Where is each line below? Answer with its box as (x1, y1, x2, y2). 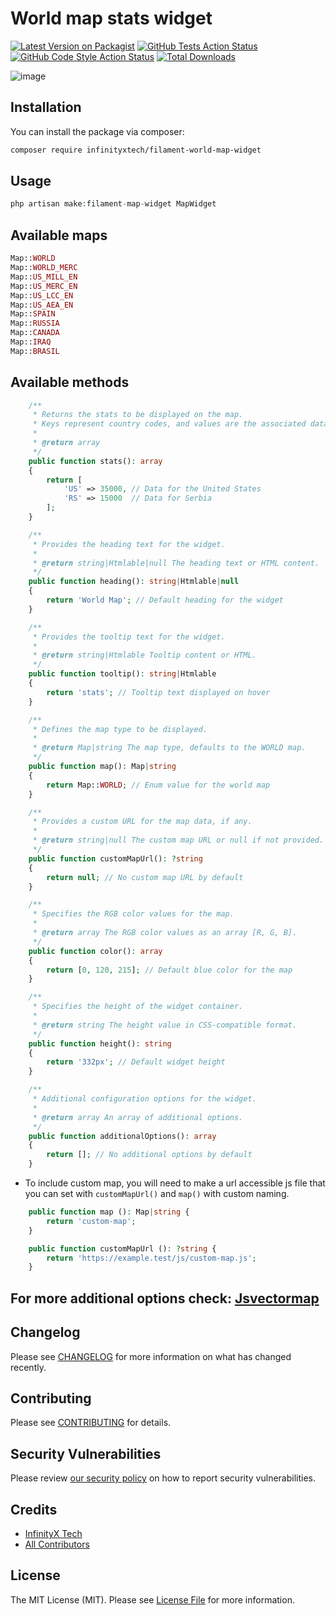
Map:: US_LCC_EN (10, 290, 74, 301)
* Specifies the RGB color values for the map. (32, 909, 235, 919)
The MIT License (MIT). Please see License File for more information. (10, 1593, 295, 1606)
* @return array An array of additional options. (32, 1112, 244, 1122)
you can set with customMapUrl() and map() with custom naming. (24, 1188, 290, 1200)
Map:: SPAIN (10, 309, 56, 319)
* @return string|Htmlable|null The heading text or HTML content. (32, 558, 320, 568)
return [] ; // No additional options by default (46, 1150, 253, 1160)
